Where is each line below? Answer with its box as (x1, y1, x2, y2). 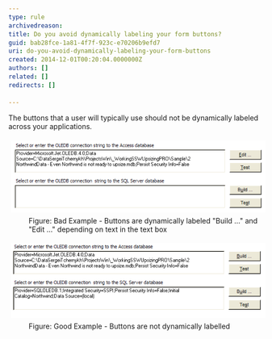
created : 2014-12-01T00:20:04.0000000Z (8, 56, 143, 64)
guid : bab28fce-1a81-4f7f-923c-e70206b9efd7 (8, 39, 161, 47)
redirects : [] (8, 81, 56, 89)
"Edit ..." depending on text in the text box (28, 224, 168, 234)
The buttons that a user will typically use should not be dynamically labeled (8, 113, 259, 123)
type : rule (8, 13, 45, 21)
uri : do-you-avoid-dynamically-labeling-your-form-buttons (8, 47, 211, 56)
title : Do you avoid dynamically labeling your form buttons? (8, 30, 222, 38)
